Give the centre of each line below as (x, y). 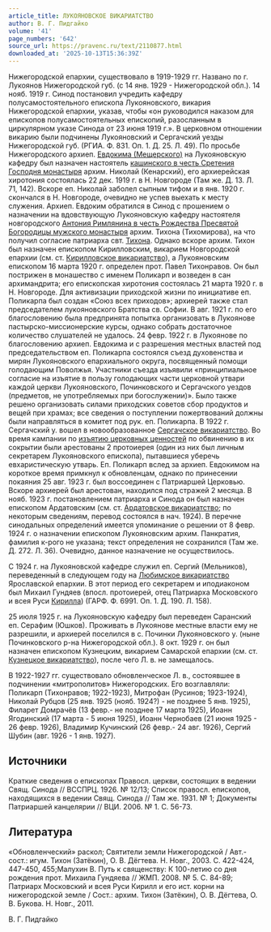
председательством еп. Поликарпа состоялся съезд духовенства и (126, 352)
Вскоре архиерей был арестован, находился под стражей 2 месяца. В (130, 490)
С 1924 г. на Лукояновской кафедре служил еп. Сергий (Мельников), (128, 566)
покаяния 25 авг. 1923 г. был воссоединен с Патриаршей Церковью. (127, 482)
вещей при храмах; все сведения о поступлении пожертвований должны (136, 413)
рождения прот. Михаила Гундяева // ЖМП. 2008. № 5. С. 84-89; (121, 878)
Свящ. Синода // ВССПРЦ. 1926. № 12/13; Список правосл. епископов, (130, 789)
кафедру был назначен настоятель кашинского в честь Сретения (121, 163)
